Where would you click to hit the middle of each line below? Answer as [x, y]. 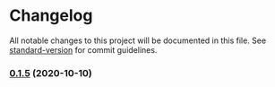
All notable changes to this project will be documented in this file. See [138, 40]
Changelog [51, 16]
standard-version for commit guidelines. [83, 49]
